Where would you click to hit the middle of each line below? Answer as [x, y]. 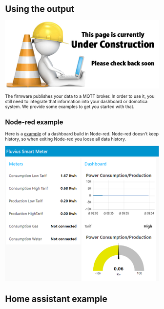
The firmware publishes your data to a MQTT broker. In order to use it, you [80, 96]
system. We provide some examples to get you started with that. [70, 107]
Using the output [40, 9]
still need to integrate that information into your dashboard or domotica [76, 102]
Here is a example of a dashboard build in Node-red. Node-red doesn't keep [82, 134]
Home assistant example [56, 299]
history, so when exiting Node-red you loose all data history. [65, 139]
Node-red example [34, 122]
